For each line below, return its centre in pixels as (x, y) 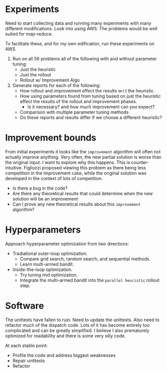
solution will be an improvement (45, 199)
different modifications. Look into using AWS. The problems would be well (81, 28)
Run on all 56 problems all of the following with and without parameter (85, 58)
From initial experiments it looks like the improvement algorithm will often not (83, 151)
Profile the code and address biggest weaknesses (64, 355)
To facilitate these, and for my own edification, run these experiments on (80, 43)
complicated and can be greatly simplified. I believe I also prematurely (77, 330)
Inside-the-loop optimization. (42, 269)
